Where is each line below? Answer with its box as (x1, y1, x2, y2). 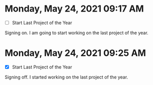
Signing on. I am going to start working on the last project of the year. (5, 30, 149, 36)
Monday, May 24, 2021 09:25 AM (5, 47, 146, 59)
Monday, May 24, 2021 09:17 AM (5, 3, 144, 15)
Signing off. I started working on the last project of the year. (5, 74, 128, 80)
